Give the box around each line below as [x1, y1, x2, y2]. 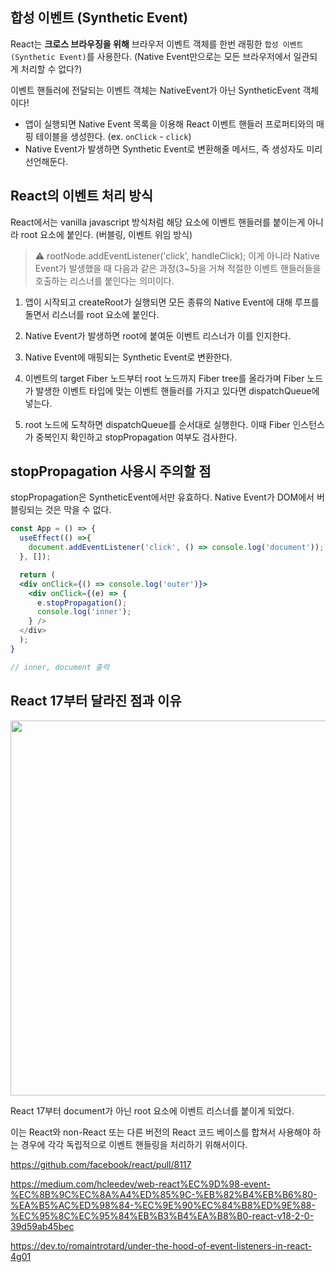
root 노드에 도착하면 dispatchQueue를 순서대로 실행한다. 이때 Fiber [24, 418, 291, 430]
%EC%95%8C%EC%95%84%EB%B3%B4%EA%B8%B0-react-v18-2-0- [10, 1209, 315, 1222]
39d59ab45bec [10, 1220, 75, 1232]
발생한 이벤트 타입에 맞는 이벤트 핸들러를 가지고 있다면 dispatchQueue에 [35, 384, 320, 397]
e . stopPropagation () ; [36, 598, 128, 608]
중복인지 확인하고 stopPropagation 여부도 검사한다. [35, 431, 238, 443]
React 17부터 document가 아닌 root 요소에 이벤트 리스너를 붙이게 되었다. [10, 1104, 295, 1117]
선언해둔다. [24, 155, 69, 167]
